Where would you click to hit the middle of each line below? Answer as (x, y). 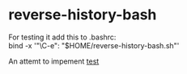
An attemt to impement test (54, 61)
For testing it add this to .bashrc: (62, 37)
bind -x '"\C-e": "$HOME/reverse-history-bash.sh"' (94, 45)
